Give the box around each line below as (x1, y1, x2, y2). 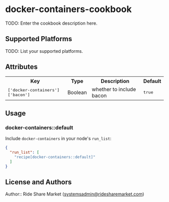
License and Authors (5, 178, 72, 186)
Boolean (67, 89, 87, 96)
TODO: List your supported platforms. (5, 48, 83, 54)
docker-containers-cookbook (5, 4, 132, 15)
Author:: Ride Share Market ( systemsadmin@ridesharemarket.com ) (5, 191, 144, 197)
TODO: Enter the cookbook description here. (5, 20, 98, 26)
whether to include (92, 85, 136, 92)
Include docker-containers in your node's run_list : (5, 136, 112, 142)
